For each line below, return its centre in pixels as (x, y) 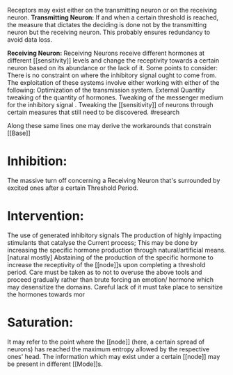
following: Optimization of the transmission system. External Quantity (106, 90)
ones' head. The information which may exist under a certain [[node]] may (114, 356)
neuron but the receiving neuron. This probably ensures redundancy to (109, 32)
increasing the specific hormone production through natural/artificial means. (116, 250)
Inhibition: (37, 161)
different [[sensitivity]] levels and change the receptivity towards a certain (113, 61)
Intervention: (46, 216)
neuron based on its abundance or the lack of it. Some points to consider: (112, 68)
